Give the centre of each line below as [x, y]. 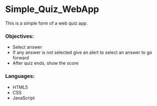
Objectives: [20, 36]
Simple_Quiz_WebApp [52, 9]
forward [21, 58]
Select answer [27, 47]
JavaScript [24, 98]
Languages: [20, 76]
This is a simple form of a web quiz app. [46, 23]
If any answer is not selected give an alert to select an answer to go [82, 52]
